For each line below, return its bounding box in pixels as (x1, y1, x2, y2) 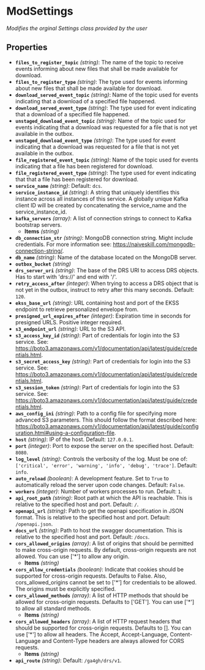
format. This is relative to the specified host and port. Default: (15, 513, 171, 521)
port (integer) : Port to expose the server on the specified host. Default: (15, 442, 195, 449)
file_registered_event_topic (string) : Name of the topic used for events (15, 156, 199, 163)
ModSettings (6, 4, 73, 18)
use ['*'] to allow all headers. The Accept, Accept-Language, (15, 630, 169, 638)
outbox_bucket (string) (15, 260, 72, 267)
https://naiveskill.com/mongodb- (113, 240, 196, 248)
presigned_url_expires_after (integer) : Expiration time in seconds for (15, 312, 191, 319)
